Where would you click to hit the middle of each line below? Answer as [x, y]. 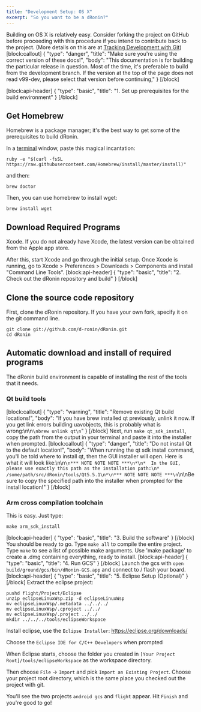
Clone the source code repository [70, 298]
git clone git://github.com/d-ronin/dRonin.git [67, 329]
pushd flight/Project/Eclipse [44, 594]
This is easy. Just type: [35, 516]
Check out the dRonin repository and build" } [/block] [72, 279]
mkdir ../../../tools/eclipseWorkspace [56, 620]
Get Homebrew [35, 115]
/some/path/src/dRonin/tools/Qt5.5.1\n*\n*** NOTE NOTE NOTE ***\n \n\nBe [100, 474]
